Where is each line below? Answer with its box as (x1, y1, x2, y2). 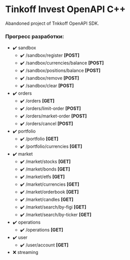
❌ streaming (12, 249, 39, 255)
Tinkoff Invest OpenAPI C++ (5, 4, 126, 15)
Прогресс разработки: (5, 33, 64, 40)
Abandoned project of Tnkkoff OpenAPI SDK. (5, 20, 100, 26)
